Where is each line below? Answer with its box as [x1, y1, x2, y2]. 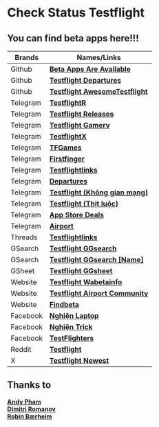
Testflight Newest [49, 356, 109, 365]
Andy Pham [7, 397, 41, 406]
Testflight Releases [49, 109, 114, 119]
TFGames [49, 143, 82, 152]
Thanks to [7, 379, 52, 391]
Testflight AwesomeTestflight [49, 87, 148, 96]
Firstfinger [49, 154, 85, 163]
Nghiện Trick [49, 322, 93, 332]
